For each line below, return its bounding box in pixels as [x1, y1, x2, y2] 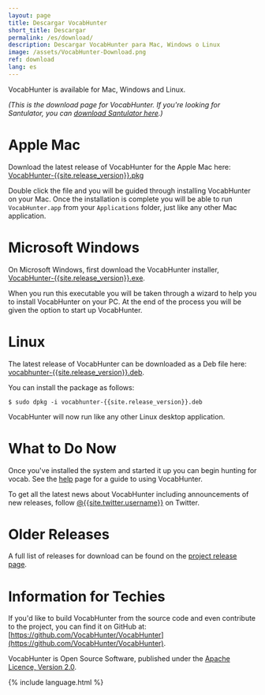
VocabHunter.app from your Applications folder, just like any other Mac [8, 202, 237, 212]
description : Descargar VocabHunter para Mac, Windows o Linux [8, 41, 221, 49]
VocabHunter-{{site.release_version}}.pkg [8, 171, 144, 180]
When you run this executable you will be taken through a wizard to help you [8, 288, 257, 298]
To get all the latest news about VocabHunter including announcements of [8, 489, 249, 498]
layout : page [8, 11, 51, 20]
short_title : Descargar [8, 26, 87, 34]
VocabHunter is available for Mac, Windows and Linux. [8, 85, 186, 94]
